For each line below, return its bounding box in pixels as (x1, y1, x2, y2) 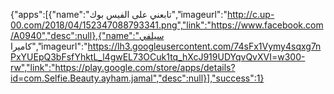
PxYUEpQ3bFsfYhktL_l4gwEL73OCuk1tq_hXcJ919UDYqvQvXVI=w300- (10, 51, 306, 63)
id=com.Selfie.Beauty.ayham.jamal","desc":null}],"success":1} (10, 72, 265, 84)
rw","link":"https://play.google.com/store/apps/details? (10, 62, 236, 73)
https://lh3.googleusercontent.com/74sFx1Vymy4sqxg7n (87, 40, 322, 52)
